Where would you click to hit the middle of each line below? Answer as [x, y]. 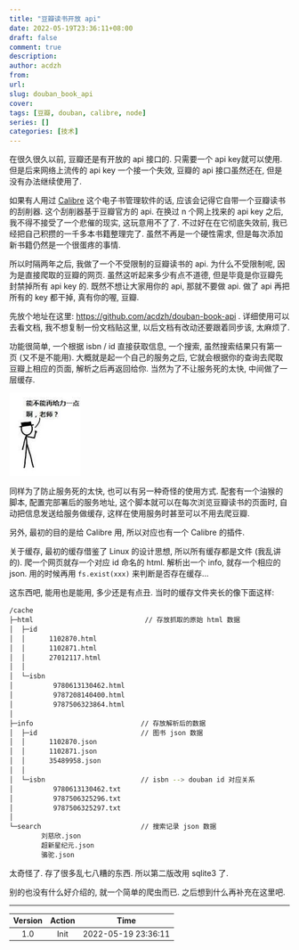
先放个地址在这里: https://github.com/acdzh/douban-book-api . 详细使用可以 [149, 316]
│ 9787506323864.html [67, 704]
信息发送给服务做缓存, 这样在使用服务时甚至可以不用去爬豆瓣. [137, 513]
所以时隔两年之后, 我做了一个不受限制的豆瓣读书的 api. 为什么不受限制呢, [142, 264]
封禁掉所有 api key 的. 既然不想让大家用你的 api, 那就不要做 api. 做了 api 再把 [149, 286]
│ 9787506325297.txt [65, 808]
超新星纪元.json [68, 846]
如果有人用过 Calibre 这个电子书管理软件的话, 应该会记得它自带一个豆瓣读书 [148, 201]
